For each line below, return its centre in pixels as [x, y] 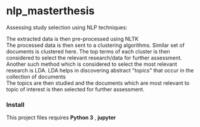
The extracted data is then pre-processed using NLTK [73, 39]
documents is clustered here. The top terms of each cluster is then [88, 51]
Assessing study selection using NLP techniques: [67, 27]
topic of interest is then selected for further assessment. [76, 89]
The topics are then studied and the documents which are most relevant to [98, 83]
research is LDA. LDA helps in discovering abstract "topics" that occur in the [100, 70]
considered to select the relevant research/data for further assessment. [94, 58]
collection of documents [36, 77]
